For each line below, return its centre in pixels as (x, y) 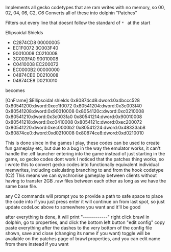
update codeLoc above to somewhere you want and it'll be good (73, 207)
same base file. (21, 186)
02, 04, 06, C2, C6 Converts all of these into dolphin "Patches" (71, 13)
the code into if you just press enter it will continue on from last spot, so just (85, 202)
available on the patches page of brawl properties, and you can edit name (83, 239)
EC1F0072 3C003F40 (35, 48)
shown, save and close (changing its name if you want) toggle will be (78, 233)
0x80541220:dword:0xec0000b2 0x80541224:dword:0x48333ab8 (75, 128)
